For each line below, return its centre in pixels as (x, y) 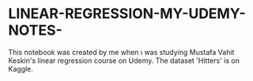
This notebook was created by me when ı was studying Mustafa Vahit (121, 52)
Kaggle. (21, 68)
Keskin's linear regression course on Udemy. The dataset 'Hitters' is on (124, 61)
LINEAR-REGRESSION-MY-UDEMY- (127, 14)
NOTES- (36, 30)
